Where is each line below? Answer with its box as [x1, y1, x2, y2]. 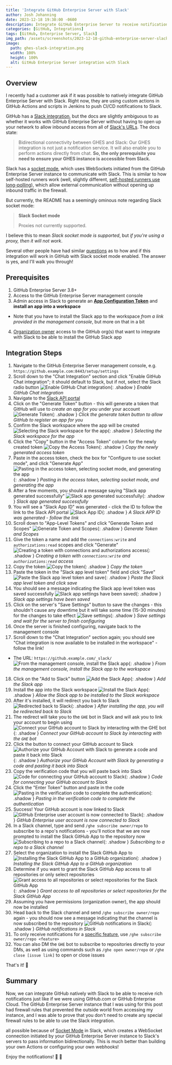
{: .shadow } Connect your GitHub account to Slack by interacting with [13, 730, 162, 736]
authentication [13, 801, 44, 807]
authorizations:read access [13, 558, 73, 564]
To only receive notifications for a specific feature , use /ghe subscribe [13, 931, 161, 937]
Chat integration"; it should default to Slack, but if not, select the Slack [13, 379, 161, 385]
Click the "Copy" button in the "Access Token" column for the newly [13, 438, 157, 445]
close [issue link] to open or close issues [13, 952, 105, 958]
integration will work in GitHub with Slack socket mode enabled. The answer [6, 253, 166, 259]
